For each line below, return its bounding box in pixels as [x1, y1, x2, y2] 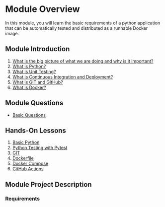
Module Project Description [5, 180, 92, 189]
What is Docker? [12, 84, 46, 90]
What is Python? [12, 63, 46, 69]
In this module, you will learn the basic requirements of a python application [5, 20, 161, 26]
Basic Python [12, 139, 40, 145]
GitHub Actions [12, 166, 44, 172]
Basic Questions [12, 112, 46, 118]
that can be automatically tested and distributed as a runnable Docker [5, 25, 148, 31]
